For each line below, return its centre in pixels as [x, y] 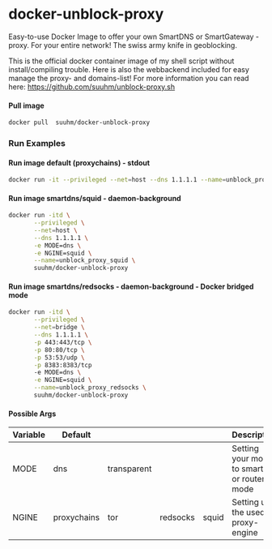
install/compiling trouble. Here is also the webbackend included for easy [129, 69]
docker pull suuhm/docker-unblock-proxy [79, 122]
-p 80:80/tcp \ [59, 350]
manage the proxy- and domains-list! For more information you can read [129, 78]
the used [249, 513]
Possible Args [32, 414]
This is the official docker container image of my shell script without [121, 61]
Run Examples [37, 143]
